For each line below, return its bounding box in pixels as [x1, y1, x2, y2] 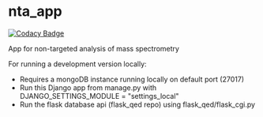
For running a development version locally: [8, 58, 148, 69]
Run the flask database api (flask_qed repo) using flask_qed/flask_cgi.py [19, 100, 255, 109]
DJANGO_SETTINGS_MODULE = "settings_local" [19, 91, 179, 100]
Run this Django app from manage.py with [19, 82, 157, 92]
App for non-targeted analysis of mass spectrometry [8, 43, 180, 53]
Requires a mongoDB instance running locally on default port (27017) [19, 74, 245, 84]
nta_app [8, 2, 62, 21]
